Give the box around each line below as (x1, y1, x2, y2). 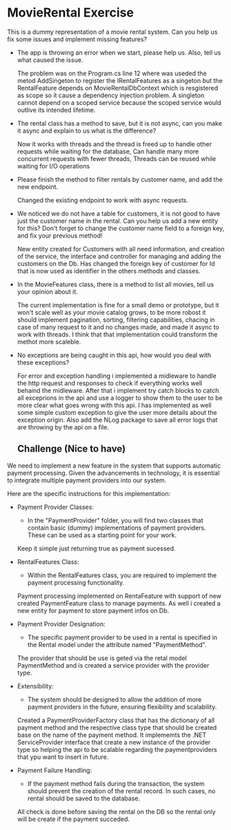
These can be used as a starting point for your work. (27, 530, 177, 539)
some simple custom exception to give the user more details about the (17, 408, 217, 416)
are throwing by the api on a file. (17, 423, 109, 431)
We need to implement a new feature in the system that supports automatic (7, 461, 221, 470)
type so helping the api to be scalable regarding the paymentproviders (17, 745, 217, 753)
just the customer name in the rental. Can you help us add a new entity (17, 216, 219, 225)
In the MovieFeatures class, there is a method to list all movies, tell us (17, 280, 214, 288)
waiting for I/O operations (17, 162, 90, 170)
